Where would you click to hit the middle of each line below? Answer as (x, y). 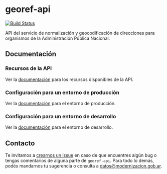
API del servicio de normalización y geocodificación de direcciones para (80, 33)
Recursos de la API (29, 68)
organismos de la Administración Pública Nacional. (58, 38)
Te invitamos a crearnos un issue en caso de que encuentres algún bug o (81, 155)
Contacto (20, 143)
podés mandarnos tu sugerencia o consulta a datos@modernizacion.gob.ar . (84, 166)
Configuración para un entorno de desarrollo (61, 116)
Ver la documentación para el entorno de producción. (61, 103)
